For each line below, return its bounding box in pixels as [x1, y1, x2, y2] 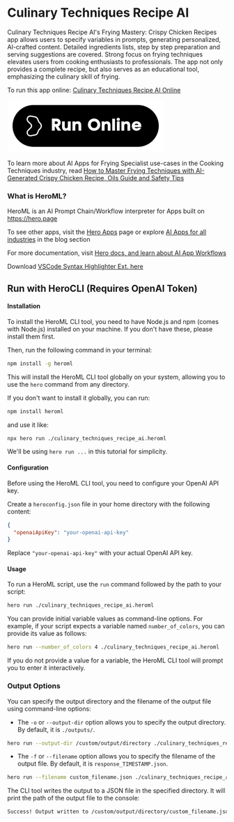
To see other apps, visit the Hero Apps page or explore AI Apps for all [7, 228, 207, 236]
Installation [7, 302, 40, 311]
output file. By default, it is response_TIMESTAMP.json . [17, 759, 169, 768]
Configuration [7, 463, 49, 472]
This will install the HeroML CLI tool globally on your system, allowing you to [7, 373, 226, 381]
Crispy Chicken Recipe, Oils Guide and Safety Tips [39, 173, 185, 182]
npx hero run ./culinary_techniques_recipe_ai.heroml [7, 435, 167, 442]
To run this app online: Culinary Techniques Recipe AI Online [7, 86, 181, 94]
